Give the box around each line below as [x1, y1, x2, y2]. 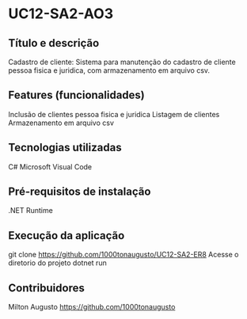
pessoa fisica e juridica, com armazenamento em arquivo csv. [8, 66, 211, 75]
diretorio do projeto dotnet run [8, 258, 107, 268]
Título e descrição [8, 36, 100, 50]
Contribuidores [8, 281, 85, 294]
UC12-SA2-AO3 [8, 5, 113, 23]
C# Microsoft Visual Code [8, 161, 93, 171]
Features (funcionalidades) [8, 89, 145, 102]
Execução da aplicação [8, 229, 125, 242]
